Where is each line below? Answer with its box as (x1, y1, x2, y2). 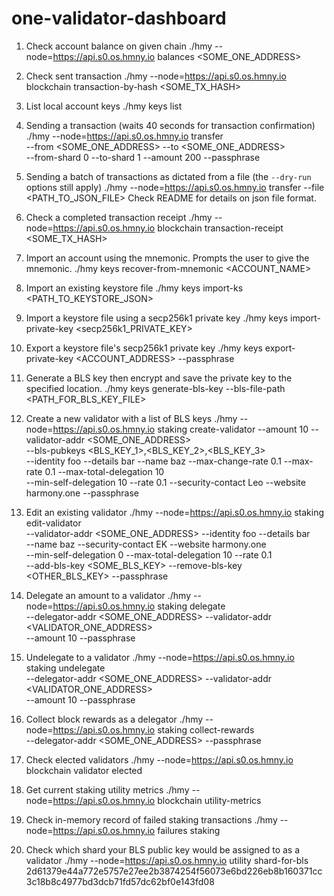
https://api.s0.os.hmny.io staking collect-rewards (52, 723, 255, 736)
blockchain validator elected (25, 764, 143, 776)
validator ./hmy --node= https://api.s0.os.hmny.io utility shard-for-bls (25, 854, 309, 866)
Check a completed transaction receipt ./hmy (25, 211, 213, 223)
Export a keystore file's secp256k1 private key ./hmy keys (25, 342, 263, 354)
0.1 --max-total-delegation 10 (44, 465, 165, 477)
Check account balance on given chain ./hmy (25, 40, 213, 52)
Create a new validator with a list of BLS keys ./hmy (25, 412, 238, 424)
